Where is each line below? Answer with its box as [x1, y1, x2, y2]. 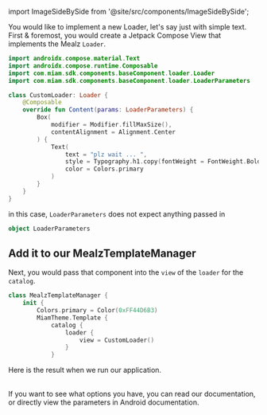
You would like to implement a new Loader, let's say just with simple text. [8, 22, 247, 31]
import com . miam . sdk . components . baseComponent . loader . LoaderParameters [8, 76, 250, 84]
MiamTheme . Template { [37, 314, 109, 322]
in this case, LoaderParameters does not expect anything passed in [8, 209, 226, 218]
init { [22, 299, 44, 307]
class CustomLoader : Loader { [8, 91, 109, 99]
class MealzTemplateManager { [8, 292, 109, 300]
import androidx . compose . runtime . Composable [8, 61, 158, 70]
